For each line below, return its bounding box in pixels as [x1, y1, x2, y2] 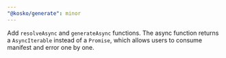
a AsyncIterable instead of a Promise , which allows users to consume [7, 35, 203, 44]
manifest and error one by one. [7, 43, 95, 51]
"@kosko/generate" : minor [7, 10, 81, 17]
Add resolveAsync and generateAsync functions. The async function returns [7, 29, 219, 37]
